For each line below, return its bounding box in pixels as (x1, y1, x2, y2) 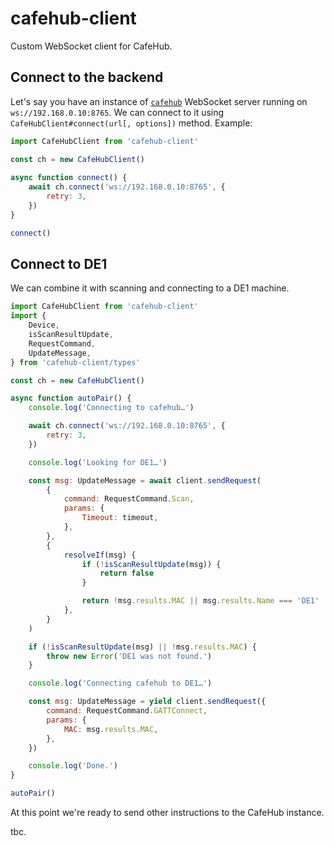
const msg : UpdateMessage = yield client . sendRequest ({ (28, 697, 267, 707)
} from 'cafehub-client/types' (10, 357, 141, 367)
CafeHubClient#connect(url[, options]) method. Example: (10, 117, 253, 129)
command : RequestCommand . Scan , (63, 494, 195, 504)
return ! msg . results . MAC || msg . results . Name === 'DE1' (81, 596, 320, 606)
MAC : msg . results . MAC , (63, 724, 159, 734)
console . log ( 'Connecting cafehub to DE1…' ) (28, 678, 213, 689)
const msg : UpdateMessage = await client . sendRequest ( (28, 475, 262, 486)
